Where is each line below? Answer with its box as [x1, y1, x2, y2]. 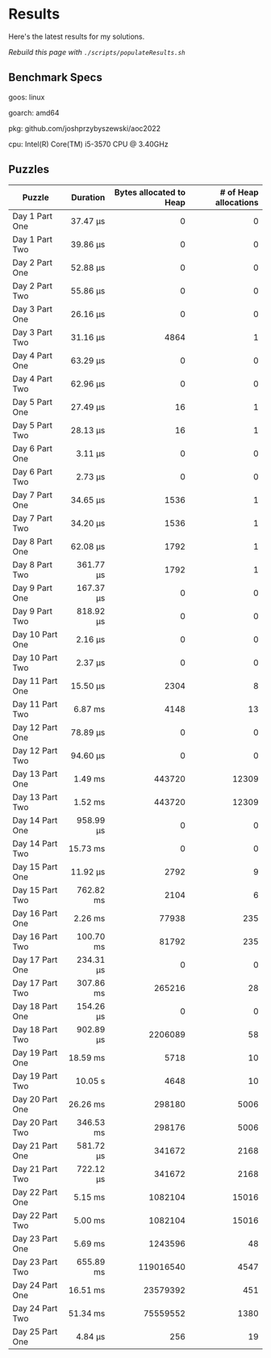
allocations [215, 196, 259, 208]
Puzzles [8, 162, 50, 176]
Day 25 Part [12, 1326, 58, 1337]
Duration [71, 192, 106, 203]
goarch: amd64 [8, 108, 60, 117]
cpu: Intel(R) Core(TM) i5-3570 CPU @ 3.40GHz [8, 139, 169, 149]
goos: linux [8, 92, 45, 102]
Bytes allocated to [114, 187, 186, 198]
